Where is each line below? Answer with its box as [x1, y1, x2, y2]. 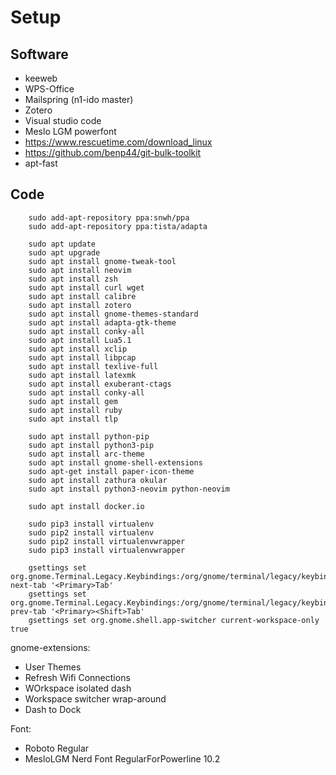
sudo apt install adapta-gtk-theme [28, 317, 177, 328]
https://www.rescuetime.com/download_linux [24, 136, 213, 148]
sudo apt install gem [28, 396, 118, 406]
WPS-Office [24, 83, 75, 95]
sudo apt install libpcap [28, 352, 137, 363]
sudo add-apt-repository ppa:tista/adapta [28, 221, 208, 231]
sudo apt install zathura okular [28, 475, 168, 485]
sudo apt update [28, 239, 97, 249]
